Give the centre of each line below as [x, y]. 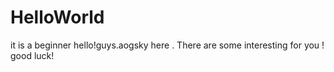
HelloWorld [57, 17]
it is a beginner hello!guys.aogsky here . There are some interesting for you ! [167, 45]
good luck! [32, 55]
